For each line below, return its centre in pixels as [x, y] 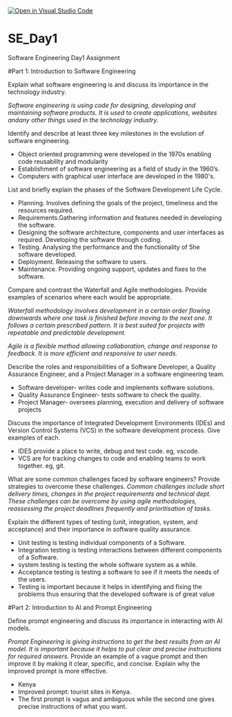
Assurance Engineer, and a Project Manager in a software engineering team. [116, 374]
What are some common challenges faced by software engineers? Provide [114, 479]
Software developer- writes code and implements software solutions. [116, 387]
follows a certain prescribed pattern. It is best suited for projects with [107, 325]
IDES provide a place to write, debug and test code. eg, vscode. [108, 451]
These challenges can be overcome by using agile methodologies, [103, 501]
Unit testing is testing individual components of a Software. [102, 542]
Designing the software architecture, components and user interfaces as [121, 232]
